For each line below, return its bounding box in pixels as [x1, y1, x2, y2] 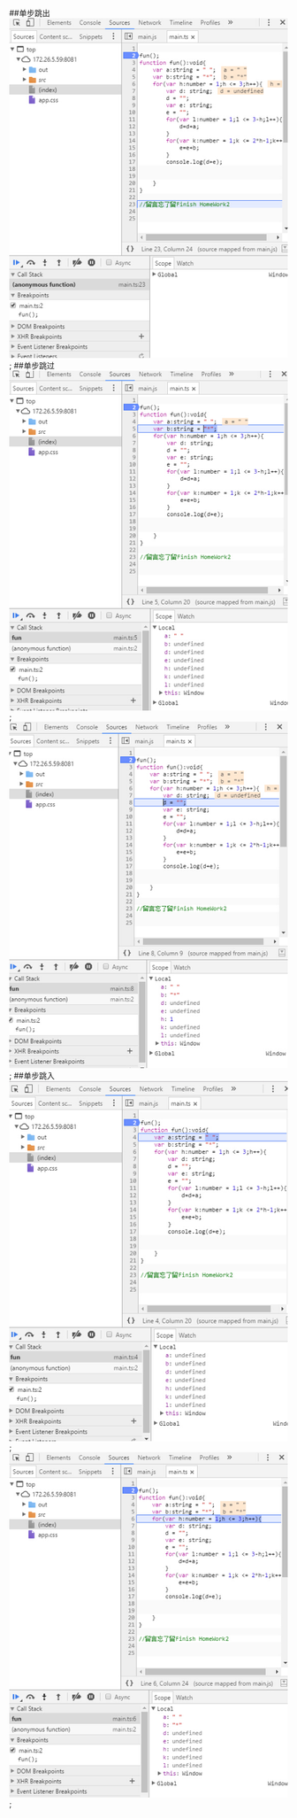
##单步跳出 [9, 8, 50, 18]
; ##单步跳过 [9, 360, 55, 370]
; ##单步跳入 [9, 1071, 55, 1081]
